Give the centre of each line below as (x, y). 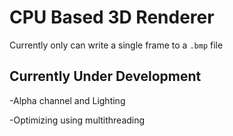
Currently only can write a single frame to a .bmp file (116, 45)
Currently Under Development (105, 76)
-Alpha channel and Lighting (67, 100)
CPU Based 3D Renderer (112, 17)
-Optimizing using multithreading (77, 120)
